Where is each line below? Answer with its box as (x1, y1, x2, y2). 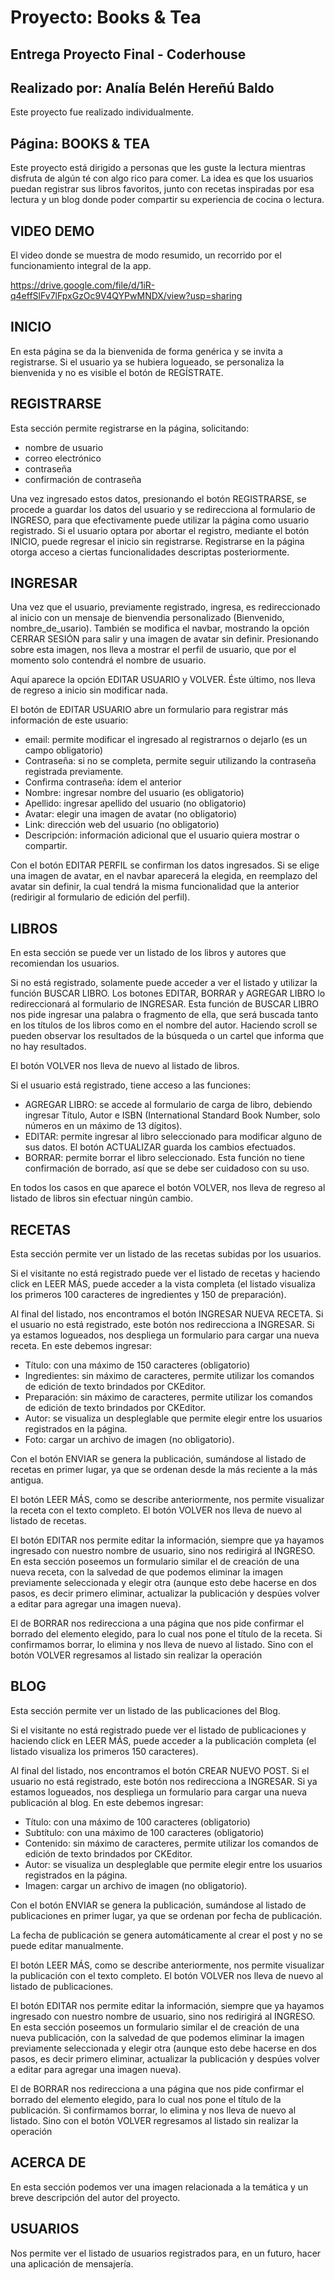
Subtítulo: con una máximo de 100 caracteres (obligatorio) (24, 1826, 265, 1838)
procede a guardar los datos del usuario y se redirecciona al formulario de (10, 503, 316, 515)
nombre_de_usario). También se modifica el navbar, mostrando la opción (10, 622, 310, 635)
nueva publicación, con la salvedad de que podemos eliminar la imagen (10, 2031, 305, 2043)
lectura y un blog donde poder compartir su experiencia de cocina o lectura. (10, 194, 325, 206)
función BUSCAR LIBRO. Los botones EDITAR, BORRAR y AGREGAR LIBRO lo (10, 987, 326, 1000)
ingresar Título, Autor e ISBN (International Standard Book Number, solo (24, 1109, 321, 1121)
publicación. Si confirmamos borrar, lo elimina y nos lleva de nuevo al (10, 2104, 297, 2116)
